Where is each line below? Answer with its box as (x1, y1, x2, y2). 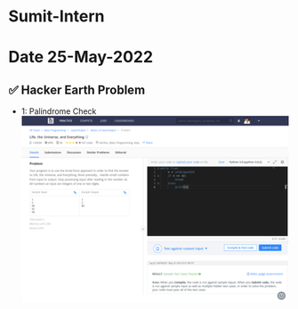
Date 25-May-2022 (8, 47, 153, 68)
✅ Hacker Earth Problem (8, 82, 146, 97)
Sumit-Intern (8, 6, 105, 27)
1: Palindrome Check (20, 106, 97, 117)
